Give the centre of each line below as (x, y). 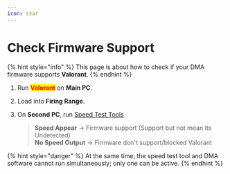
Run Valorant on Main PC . (54, 88)
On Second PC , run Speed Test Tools (70, 114)
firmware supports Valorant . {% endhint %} (70, 74)
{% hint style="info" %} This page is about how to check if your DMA (106, 67)
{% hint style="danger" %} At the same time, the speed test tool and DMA (113, 155)
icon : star (23, 13)
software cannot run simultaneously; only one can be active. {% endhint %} (115, 163)
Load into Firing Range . (51, 101)
